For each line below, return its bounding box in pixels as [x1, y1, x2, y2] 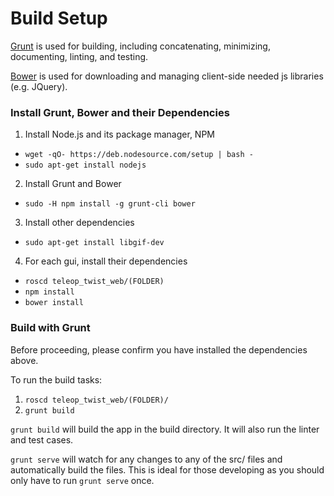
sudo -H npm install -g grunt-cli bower [24, 199, 196, 209]
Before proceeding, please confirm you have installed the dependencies [10, 343, 308, 356]
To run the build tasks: [10, 373, 103, 386]
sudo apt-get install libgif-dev [24, 238, 165, 248]
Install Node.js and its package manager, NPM [24, 128, 215, 141]
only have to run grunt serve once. [10, 474, 155, 486]
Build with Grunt [10, 321, 91, 335]
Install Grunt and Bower [24, 178, 122, 190]
